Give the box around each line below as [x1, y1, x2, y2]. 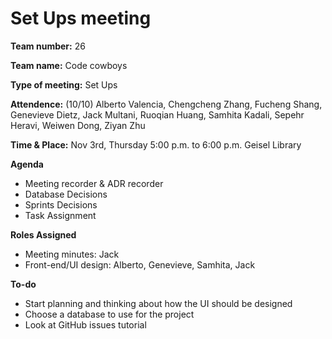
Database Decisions [24, 188, 108, 200]
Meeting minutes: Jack [24, 248, 120, 260]
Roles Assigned [10, 228, 77, 241]
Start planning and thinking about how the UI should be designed [24, 297, 293, 309]
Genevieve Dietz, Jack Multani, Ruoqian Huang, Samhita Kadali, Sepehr [10, 108, 305, 121]
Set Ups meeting [10, 7, 152, 30]
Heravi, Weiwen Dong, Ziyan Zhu [10, 119, 146, 131]
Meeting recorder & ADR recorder [24, 177, 164, 189]
